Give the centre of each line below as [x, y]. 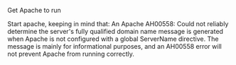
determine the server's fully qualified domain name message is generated [116, 31]
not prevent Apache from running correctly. [71, 54]
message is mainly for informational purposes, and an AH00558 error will [114, 46]
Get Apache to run [34, 10]
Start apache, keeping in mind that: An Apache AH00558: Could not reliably [118, 24]
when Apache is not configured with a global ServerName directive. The [113, 39]
